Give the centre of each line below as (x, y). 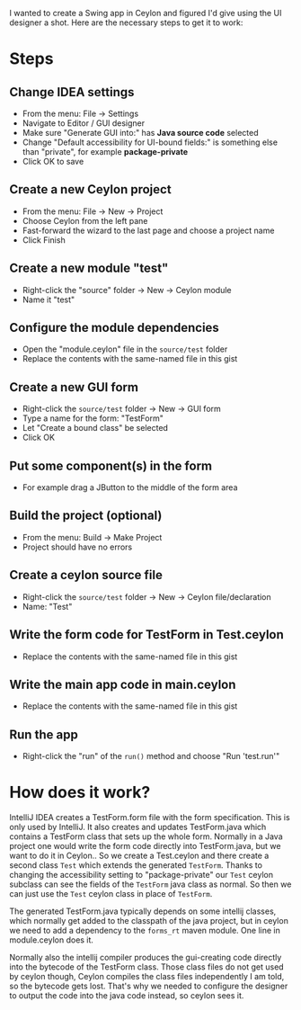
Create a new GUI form (74, 387)
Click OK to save (53, 161)
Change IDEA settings (72, 92)
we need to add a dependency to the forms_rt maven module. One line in (145, 931)
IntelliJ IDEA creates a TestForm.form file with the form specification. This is (150, 818)
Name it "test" (49, 299)
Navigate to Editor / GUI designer (84, 123)
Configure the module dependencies (115, 328)
